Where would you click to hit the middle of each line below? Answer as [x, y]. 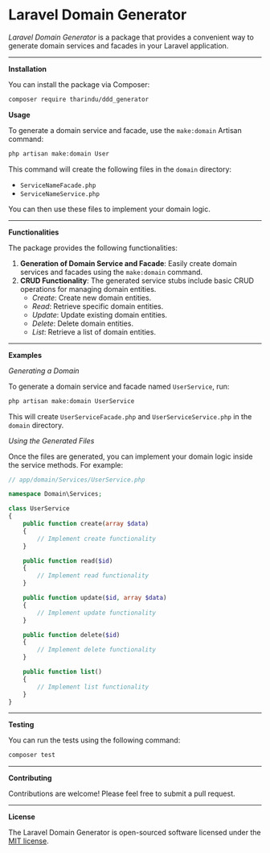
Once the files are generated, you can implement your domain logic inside [131, 456]
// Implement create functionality [97, 539]
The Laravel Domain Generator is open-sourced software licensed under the [135, 833]
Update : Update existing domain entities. [99, 314]
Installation [27, 69]
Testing [21, 725]
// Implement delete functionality [97, 650]
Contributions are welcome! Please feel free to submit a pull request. [122, 794]
